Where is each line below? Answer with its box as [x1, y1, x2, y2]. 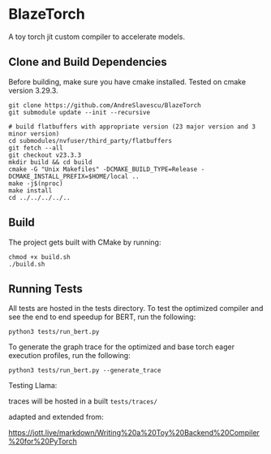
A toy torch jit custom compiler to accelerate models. [8, 32, 185, 41]
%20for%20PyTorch [8, 436, 77, 447]
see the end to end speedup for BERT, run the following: [8, 312, 196, 322]
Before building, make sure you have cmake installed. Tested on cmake [8, 76, 246, 86]
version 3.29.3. [8, 85, 58, 95]
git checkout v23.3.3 [8, 151, 82, 159]
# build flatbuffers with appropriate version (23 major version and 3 [8, 123, 256, 131]
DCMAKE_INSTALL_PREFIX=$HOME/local [8, 172, 129, 180]
